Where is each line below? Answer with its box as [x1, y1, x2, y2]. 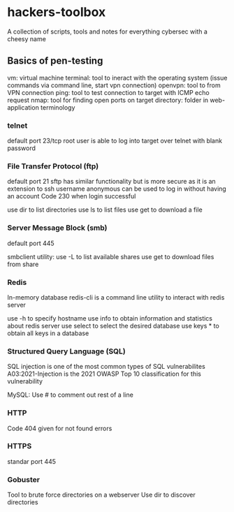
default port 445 [7, 239, 54, 247]
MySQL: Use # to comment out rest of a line [7, 390, 134, 399]
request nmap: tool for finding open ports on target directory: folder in [7, 96, 209, 104]
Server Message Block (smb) [7, 223, 108, 233]
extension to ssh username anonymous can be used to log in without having [7, 184, 227, 193]
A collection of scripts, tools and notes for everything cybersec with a [7, 27, 208, 36]
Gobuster [7, 474, 41, 484]
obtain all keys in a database [7, 329, 89, 337]
